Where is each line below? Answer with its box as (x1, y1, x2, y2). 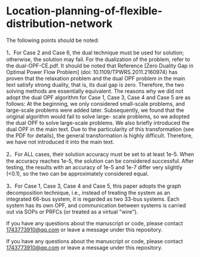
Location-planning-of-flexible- (6, 4, 163, 18)
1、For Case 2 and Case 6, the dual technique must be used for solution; (6, 49, 184, 56)
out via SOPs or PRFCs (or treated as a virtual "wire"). (6, 208, 139, 215)
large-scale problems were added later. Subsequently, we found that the (6, 106, 184, 114)
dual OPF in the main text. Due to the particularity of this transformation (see (6, 126, 194, 133)
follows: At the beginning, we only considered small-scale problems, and (6, 100, 185, 107)
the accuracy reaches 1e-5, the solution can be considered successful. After (6, 157, 194, 164)
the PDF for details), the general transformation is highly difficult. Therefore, (6, 131, 193, 139)
